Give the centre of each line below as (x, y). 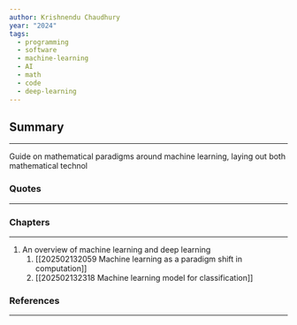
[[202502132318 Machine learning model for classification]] (144, 277)
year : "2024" (33, 26)
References (34, 300)
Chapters (30, 222)
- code (29, 83)
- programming (43, 42)
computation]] (61, 268)
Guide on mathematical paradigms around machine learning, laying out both (147, 156)
